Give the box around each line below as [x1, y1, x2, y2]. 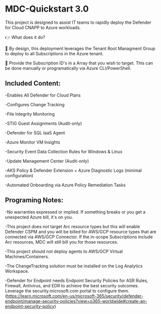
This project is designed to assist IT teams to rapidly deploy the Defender [5, 19, 152, 25]
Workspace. [5, 268, 29, 274]
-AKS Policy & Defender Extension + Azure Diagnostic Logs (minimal [5, 167, 142, 173]
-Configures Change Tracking [5, 101, 64, 107]
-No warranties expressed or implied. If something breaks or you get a [5, 209, 145, 215]
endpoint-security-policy [5, 303, 55, 309]
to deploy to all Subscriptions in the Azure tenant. [5, 50, 104, 56]
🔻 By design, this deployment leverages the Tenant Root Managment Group [5, 45, 156, 51]
